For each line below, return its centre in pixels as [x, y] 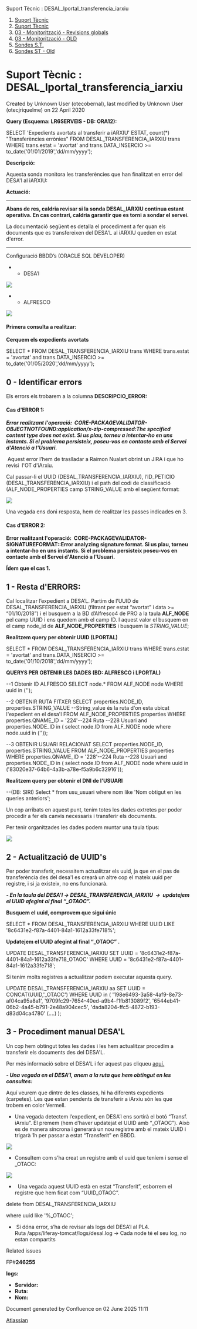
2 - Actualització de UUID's [56, 857]
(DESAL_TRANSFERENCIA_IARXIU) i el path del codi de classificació [89, 483]
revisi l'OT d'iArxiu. [30, 465]
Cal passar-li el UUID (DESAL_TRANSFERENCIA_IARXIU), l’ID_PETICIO [91, 477]
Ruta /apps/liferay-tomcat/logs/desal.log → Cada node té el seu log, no [100, 1233]
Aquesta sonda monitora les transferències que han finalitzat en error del [94, 174]
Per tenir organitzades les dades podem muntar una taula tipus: [83, 827]
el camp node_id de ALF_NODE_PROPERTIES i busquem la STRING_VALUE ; [98, 626]
